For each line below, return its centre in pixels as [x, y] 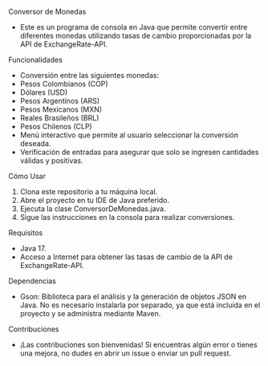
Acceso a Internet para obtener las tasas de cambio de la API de [126, 257]
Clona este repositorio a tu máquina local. [89, 191]
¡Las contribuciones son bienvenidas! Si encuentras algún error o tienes [139, 345]
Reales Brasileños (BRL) [59, 118]
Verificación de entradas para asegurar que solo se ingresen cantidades [139, 152]
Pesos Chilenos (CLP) [56, 126]
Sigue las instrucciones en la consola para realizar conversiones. [127, 217]
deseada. [35, 143]
